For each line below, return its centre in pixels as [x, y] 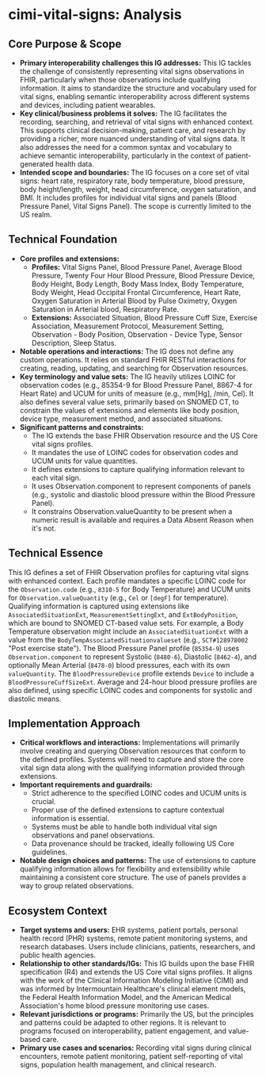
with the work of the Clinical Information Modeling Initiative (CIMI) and [134, 980]
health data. [75, 164]
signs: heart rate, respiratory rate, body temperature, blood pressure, [132, 181]
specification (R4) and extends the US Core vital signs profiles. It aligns [136, 972]
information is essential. [70, 818]
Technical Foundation [63, 240]
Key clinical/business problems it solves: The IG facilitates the [123, 113]
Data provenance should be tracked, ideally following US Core [133, 844]
